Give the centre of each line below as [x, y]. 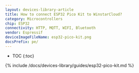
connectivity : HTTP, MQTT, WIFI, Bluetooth [51, 28]
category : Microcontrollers [34, 19]
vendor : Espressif [24, 33]
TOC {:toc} [23, 56]
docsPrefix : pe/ [22, 42]
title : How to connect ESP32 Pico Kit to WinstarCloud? [64, 14]
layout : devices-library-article [39, 10]
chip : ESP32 [17, 23]
